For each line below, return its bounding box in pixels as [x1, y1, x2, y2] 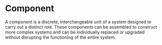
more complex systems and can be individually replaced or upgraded [5, 29, 145, 35]
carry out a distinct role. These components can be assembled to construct [5, 24, 158, 30]
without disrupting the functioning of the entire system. [5, 34, 116, 40]
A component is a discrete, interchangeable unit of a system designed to [5, 19, 152, 25]
